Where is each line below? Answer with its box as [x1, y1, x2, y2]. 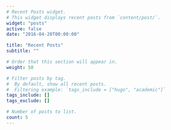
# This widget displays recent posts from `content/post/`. [6, 15, 161, 21]
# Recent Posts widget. [6, 8, 66, 15]
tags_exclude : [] [6, 98, 50, 104]
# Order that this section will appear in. [6, 59, 118, 65]
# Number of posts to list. [6, 109, 77, 115]
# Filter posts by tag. [6, 75, 66, 82]
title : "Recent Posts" [6, 42, 63, 48]
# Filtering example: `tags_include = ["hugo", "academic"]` [6, 86, 166, 93]
